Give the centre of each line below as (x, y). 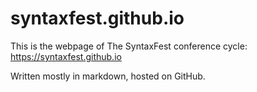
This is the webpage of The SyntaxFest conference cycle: (129, 46)
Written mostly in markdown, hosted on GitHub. (108, 76)
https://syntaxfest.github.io (66, 56)
